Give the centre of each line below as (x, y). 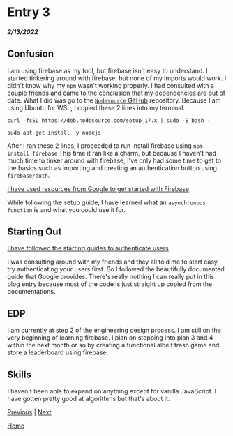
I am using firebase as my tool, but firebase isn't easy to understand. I (107, 70)
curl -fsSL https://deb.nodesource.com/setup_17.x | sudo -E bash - (109, 120)
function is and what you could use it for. (66, 209)
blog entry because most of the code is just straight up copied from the (110, 284)
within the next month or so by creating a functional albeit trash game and (113, 345)
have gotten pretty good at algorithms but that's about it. (89, 399)
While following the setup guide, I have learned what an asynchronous (106, 202)
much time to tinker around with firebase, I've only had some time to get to (114, 160)
